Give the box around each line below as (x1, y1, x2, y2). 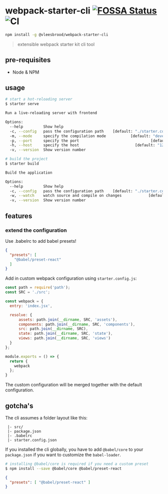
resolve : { (9, 312, 32, 317)
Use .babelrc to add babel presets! (5, 238, 76, 244)
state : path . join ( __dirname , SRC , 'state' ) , (18, 331, 113, 336)
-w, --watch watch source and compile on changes (9, 193, 122, 198)
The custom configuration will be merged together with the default (5, 382, 142, 388)
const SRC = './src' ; (5, 290, 50, 295)
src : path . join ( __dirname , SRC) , (18, 326, 88, 331)
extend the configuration (5, 227, 67, 234)
